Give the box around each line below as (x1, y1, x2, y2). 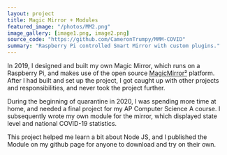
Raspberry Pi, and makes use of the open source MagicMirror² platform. (7, 69, 215, 77)
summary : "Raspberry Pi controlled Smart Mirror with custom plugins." (7, 42, 220, 49)
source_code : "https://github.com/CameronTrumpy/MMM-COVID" (7, 36, 186, 43)
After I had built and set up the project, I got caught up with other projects (7, 76, 219, 84)
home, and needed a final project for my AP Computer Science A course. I (7, 105, 221, 113)
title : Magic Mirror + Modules (7, 17, 98, 24)
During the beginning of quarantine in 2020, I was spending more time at (7, 97, 217, 105)
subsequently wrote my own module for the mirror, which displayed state (7, 112, 218, 120)
